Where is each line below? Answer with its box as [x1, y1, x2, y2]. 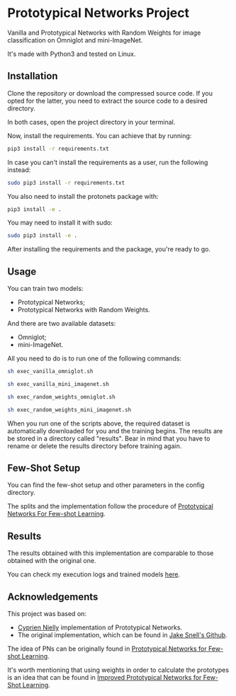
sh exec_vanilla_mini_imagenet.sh [7, 380, 110, 387]
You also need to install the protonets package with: [7, 192, 159, 200]
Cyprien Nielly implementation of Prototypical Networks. [17, 623, 183, 632]
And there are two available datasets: [7, 319, 116, 328]
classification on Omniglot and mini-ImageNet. [7, 35, 143, 44]
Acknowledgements [7, 591, 99, 603]
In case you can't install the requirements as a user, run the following [7, 158, 208, 166]
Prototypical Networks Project [7, 5, 190, 21]
